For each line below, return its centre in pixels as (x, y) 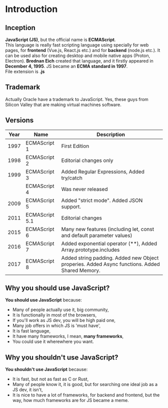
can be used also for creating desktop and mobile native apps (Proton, (78, 55)
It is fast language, (31, 331)
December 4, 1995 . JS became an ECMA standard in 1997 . (66, 66)
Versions (19, 120)
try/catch (72, 177)
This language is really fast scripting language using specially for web (77, 45)
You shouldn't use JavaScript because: (46, 369)
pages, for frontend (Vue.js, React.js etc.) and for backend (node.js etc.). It (83, 50)
